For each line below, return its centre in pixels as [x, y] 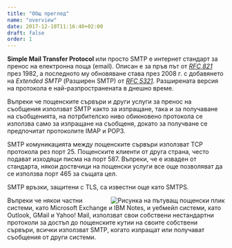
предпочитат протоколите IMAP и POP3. [66, 131]
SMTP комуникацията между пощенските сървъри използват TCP [105, 144]
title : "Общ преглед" [38, 13]
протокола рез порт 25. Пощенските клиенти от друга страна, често [108, 152]
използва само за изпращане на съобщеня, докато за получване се [107, 124]
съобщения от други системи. [52, 237]
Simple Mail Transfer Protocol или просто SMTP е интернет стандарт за [113, 59]
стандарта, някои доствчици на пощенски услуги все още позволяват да [115, 166]
